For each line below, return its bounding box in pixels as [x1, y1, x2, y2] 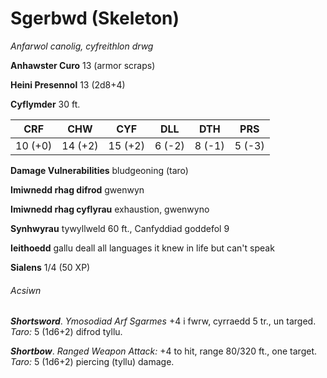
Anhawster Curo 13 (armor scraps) [10, 59, 156, 71]
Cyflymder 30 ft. [10, 98, 81, 110]
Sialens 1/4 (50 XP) [10, 261, 91, 273]
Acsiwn [10, 284, 42, 296]
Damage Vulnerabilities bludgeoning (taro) [10, 164, 189, 176]
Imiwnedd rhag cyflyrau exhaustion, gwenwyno [10, 203, 210, 215]
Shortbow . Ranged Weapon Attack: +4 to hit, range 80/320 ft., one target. [10, 345, 318, 357]
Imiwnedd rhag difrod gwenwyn [10, 183, 145, 196]
